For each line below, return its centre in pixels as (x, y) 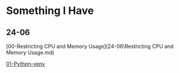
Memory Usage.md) (30, 53)
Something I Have (50, 11)
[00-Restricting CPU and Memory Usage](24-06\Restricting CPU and (90, 46)
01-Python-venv (26, 64)
